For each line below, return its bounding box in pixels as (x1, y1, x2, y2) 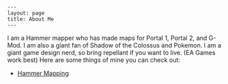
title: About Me (7, 16, 54, 23)
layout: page (7, 10, 45, 17)
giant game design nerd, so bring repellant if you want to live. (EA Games (7, 49, 216, 56)
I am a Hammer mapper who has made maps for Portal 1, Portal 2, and (7, 34, 208, 42)
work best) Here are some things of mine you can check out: (7, 56, 181, 64)
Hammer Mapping (17, 70, 69, 77)
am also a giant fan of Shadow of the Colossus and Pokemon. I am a (26, 41, 222, 49)
